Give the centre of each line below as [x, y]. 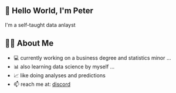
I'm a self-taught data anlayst [40, 25]
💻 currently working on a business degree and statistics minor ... [92, 58]
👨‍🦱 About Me [29, 44]
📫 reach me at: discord [42, 84]
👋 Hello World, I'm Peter [49, 11]
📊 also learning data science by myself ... [64, 66]
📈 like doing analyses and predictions [59, 75]
